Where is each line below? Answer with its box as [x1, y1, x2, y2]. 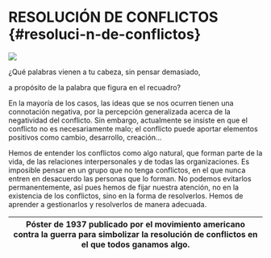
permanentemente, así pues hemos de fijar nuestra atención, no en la [8, 182, 240, 192]
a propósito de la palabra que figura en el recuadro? [8, 82, 181, 92]
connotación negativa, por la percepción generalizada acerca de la [8, 106, 231, 116]
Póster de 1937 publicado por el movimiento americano [25, 218, 246, 230]
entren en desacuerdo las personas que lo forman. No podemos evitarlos [8, 173, 252, 183]
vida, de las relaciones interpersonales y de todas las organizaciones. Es [8, 156, 250, 166]
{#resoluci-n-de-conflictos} [8, 25, 202, 44]
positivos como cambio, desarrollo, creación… [8, 132, 163, 142]
